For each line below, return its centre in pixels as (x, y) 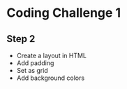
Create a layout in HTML (51, 55)
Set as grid (32, 70)
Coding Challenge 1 (64, 13)
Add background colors (51, 78)
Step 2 (21, 39)
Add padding (35, 63)
